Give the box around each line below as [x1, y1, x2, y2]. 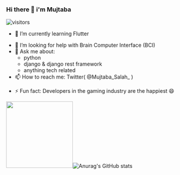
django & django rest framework [23, 60, 102, 67]
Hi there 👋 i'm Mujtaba [6, 5, 72, 14]
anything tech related [23, 67, 76, 74]
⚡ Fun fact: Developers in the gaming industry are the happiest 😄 [14, 87, 175, 95]
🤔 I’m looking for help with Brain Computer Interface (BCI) [14, 41, 156, 49]
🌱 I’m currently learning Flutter [14, 30, 89, 37]
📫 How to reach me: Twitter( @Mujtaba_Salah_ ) [14, 73, 133, 80]
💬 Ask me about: [14, 48, 55, 55]
